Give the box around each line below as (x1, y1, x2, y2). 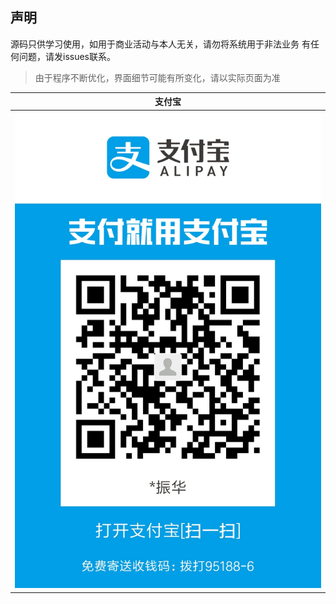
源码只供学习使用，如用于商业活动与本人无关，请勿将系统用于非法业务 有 (10, 38, 311, 50)
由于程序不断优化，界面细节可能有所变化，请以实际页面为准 (34, 71, 281, 83)
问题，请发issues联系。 (18, 50, 116, 62)
